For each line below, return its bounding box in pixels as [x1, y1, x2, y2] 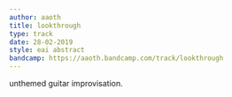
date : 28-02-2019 [9, 37, 73, 47]
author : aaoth [9, 12, 62, 22]
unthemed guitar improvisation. [9, 78, 124, 88]
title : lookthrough [9, 21, 81, 30]
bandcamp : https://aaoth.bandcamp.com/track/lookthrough [9, 54, 224, 63]
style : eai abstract [9, 46, 86, 55]
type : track [9, 29, 53, 38]
